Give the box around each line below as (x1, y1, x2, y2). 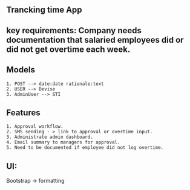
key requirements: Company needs (6, 25, 142, 36)
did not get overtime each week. (6, 44, 131, 54)
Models (6, 65, 35, 75)
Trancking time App (6, 5, 83, 15)
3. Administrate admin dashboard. (6, 134, 94, 141)
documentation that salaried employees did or (6, 34, 184, 45)
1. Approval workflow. (6, 124, 64, 130)
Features (6, 107, 41, 118)
